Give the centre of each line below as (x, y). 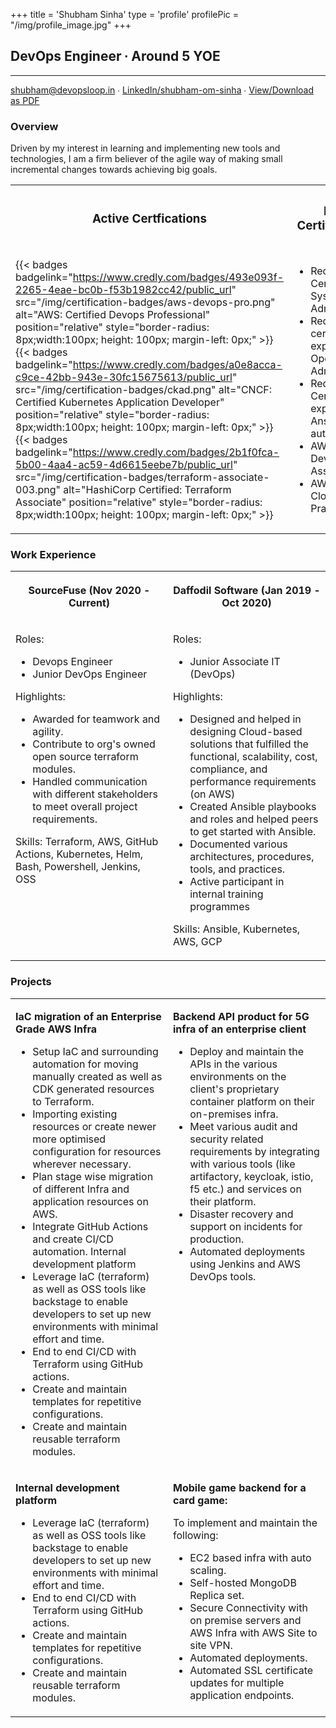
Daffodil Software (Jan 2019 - (247, 591)
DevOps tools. (223, 1276)
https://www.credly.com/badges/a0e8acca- (177, 365)
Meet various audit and (243, 1126)
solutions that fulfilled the (249, 744)
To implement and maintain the (245, 1522)
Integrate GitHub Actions (90, 1226)
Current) (89, 603)
